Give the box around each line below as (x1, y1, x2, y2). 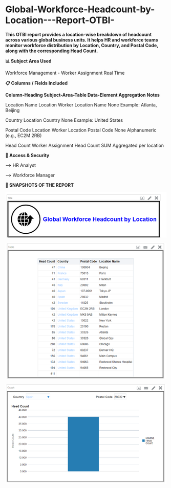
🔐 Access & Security (5, 152, 50, 158)
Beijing (5, 107, 20, 113)
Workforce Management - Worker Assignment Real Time (5, 70, 125, 76)
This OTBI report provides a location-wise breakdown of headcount (5, 31, 152, 37)
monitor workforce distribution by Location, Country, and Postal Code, (5, 42, 159, 48)
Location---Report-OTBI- (5, 14, 115, 26)
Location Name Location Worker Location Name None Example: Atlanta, (5, 101, 157, 108)
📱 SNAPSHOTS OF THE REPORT (5, 182, 74, 188)
